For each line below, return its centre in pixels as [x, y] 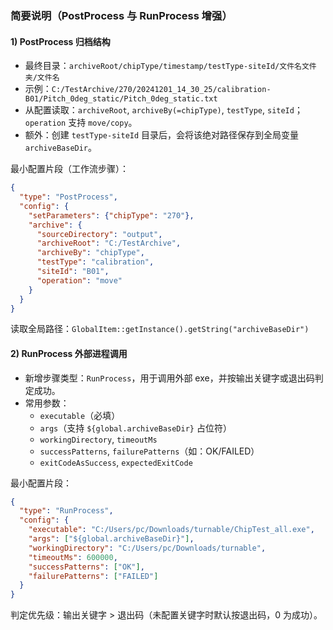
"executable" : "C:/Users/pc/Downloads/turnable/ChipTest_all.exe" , [171, 530]
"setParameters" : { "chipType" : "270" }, [111, 215]
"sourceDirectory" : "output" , [99, 234]
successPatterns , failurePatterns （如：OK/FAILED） [149, 451]
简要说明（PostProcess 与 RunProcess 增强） [121, 15]
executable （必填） [80, 415]
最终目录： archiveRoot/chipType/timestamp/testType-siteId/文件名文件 [170, 66]
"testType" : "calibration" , [95, 262]
